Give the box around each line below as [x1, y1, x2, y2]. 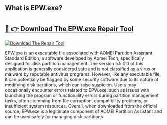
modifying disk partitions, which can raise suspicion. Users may [5, 82, 136, 88]
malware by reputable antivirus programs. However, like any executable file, [5, 71, 161, 77]
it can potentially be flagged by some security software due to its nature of [5, 77, 159, 82]
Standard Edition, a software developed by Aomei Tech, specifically [5, 55, 144, 61]
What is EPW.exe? [5, 4, 63, 12]
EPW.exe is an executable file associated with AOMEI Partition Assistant [5, 50, 153, 56]
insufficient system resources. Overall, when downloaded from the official [5, 103, 157, 109]
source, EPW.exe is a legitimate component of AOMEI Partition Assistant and [5, 108, 162, 114]
